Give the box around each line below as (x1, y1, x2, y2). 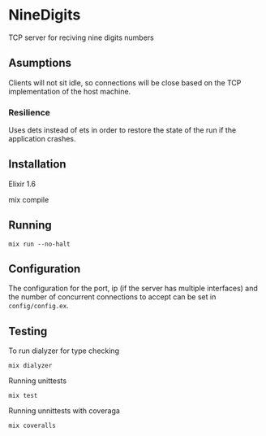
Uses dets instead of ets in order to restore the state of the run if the (8, 125, 237, 135)
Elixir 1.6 (8, 179, 36, 189)
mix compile (8, 194, 49, 204)
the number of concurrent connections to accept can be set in (8, 292, 217, 302)
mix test (8, 392, 38, 400)
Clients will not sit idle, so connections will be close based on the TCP (8, 77, 242, 87)
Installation (8, 157, 66, 172)
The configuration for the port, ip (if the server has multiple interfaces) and (8, 283, 258, 294)
